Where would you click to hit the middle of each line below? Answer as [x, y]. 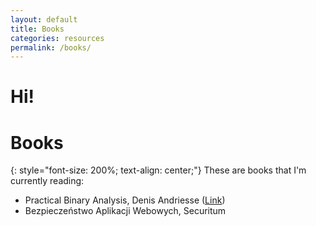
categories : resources [57, 38]
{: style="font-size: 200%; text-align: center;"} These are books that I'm [158, 170]
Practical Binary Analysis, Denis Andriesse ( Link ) [125, 200]
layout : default [44, 19]
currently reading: [47, 181]
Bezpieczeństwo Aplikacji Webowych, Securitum [125, 211]
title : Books [37, 29]
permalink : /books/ [51, 47]
